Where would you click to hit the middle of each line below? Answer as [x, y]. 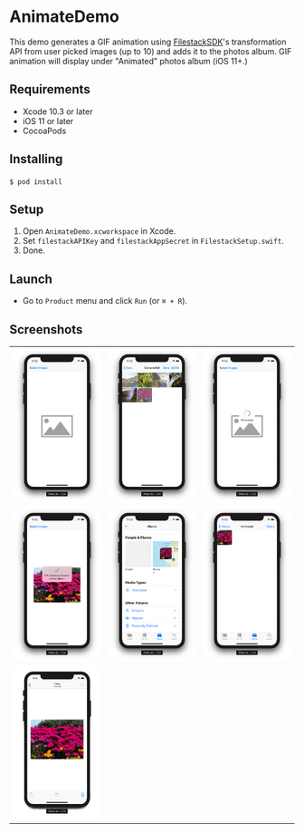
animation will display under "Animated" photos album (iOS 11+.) [129, 61]
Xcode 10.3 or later [57, 111]
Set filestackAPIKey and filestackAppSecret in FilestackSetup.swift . [153, 241]
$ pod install [36, 182]
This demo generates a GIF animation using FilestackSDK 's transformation [148, 42]
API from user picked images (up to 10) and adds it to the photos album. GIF [151, 51]
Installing [36, 159]
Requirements [50, 89]
